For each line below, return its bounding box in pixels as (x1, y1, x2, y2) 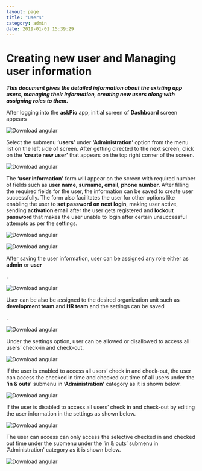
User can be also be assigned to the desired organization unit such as (6, 296, 180, 303)
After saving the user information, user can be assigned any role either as (6, 254, 189, 262)
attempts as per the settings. (6, 220, 78, 227)
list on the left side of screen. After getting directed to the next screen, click (6, 145, 194, 153)
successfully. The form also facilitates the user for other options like (6, 194, 175, 201)
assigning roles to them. (6, 97, 69, 104)
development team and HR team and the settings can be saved (6, 303, 165, 310)
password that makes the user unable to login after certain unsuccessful (6, 213, 187, 221)
